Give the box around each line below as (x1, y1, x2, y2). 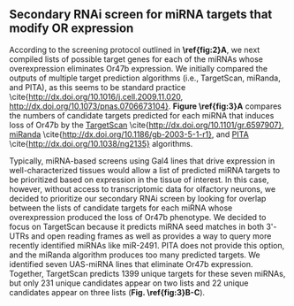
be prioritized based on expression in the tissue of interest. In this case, (9, 174, 269, 185)
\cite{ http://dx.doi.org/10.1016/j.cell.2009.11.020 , (9, 91, 184, 102)
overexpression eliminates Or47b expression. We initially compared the (9, 63, 268, 73)
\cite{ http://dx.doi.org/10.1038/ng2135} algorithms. (9, 138, 193, 149)
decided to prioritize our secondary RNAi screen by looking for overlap (9, 193, 267, 203)
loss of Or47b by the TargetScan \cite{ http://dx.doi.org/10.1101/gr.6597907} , (9, 119, 284, 130)
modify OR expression (9, 21, 134, 36)
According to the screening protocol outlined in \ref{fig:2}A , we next (9, 44, 260, 55)
